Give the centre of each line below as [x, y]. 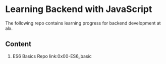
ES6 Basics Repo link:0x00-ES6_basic [52, 56]
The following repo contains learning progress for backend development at [83, 23]
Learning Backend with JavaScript [79, 9]
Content [18, 44]
